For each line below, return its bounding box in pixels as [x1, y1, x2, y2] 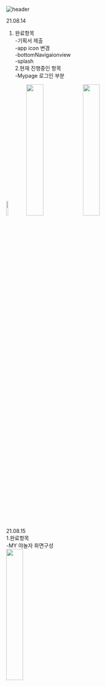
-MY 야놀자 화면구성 [6, 542, 54, 549]
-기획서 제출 [14, 37, 43, 44]
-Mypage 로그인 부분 [14, 72, 65, 79]
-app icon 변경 [14, 45, 50, 51]
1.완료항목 [6, 535, 30, 541]
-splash [14, 57, 34, 65]
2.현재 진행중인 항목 [14, 65, 61, 72]
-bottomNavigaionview [14, 51, 71, 58]
